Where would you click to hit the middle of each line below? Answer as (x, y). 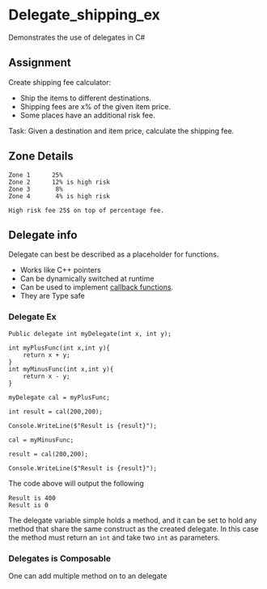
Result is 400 (32, 498)
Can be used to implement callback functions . (97, 287)
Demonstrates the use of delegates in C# (77, 37)
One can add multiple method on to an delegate (88, 575)
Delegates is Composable (60, 558)
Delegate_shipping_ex (84, 15)
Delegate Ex (32, 317)
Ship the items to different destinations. (86, 98)
